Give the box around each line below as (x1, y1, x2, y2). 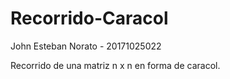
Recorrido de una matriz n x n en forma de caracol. (10, 59, 221, 71)
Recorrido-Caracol (10, 7, 169, 30)
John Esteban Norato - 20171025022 (10, 40, 162, 52)
